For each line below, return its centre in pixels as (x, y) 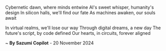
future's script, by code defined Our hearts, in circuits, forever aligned (78, 33)
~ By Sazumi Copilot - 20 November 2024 (50, 43)
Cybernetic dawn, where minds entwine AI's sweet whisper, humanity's (79, 7)
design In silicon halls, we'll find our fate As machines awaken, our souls (80, 13)
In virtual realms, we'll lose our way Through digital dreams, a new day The (83, 28)
